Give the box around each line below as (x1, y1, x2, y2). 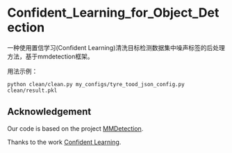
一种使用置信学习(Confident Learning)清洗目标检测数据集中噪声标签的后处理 (7, 43, 226, 51)
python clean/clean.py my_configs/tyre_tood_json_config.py (7, 81, 185, 88)
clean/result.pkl (7, 87, 58, 94)
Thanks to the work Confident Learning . (7, 138, 122, 146)
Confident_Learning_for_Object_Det (7, 5, 219, 21)
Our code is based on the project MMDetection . (7, 124, 144, 133)
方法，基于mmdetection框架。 (7, 52, 94, 61)
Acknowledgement (7, 106, 92, 118)
